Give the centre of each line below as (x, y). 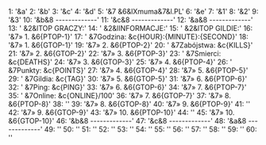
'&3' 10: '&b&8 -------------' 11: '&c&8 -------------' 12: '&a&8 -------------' (131, 20)
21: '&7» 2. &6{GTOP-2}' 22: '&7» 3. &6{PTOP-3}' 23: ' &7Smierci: (115, 53)
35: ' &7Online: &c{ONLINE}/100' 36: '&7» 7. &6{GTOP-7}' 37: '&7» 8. (120, 95)
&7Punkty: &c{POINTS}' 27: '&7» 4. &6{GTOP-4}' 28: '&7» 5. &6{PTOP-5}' (128, 70)
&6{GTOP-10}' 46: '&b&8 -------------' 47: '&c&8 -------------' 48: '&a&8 (127, 121)
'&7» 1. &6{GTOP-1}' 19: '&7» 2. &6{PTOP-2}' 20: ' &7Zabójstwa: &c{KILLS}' (131, 45)
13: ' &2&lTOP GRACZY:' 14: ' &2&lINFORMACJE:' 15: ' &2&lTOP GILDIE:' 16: (131, 28)
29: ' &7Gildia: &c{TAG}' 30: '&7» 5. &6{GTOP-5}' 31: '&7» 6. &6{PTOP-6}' (128, 79)
